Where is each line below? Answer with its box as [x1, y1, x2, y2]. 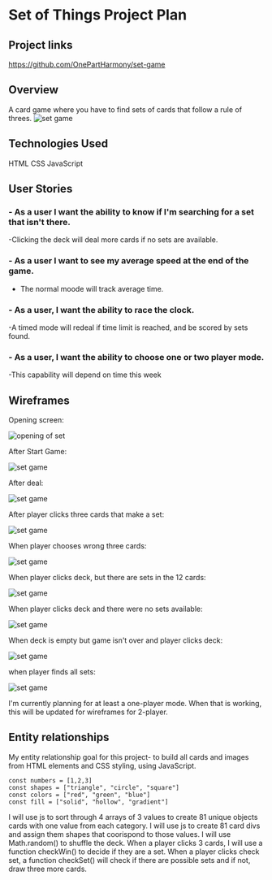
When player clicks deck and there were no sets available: [8, 604, 203, 614]
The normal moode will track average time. [19, 284, 164, 293]
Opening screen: [8, 415, 64, 425]
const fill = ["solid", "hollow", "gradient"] [8, 798, 169, 806]
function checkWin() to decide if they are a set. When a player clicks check [8, 847, 260, 856]
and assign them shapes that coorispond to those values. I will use [8, 829, 231, 839]
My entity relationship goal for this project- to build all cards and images [8, 752, 249, 761]
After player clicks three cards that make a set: [8, 509, 165, 519]
